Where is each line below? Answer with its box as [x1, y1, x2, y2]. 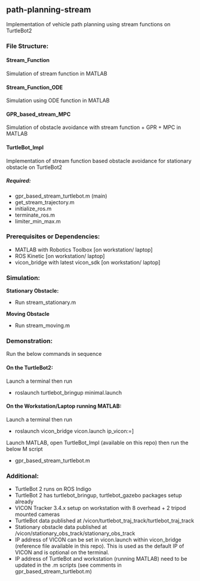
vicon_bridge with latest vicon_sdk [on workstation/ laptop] [14, 259, 161, 266]
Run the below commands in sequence [6, 351, 102, 358]
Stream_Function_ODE [6, 84, 63, 91]
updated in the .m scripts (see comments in [14, 561, 122, 569]
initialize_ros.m [14, 205, 52, 212]
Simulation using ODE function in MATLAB [6, 97, 110, 104]
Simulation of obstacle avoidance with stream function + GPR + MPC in [6, 124, 181, 131]
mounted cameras [14, 511, 60, 518]
